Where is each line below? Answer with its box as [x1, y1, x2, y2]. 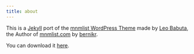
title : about [6, 8, 38, 15]
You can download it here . [6, 42, 69, 49]
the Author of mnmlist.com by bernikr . [6, 30, 98, 38]
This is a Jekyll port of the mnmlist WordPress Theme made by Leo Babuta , [6, 24, 189, 31]
